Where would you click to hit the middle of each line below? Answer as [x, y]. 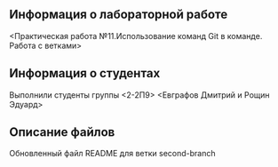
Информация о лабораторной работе [119, 15]
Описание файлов [62, 132]
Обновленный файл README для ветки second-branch [112, 154]
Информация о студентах [85, 73]
